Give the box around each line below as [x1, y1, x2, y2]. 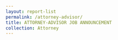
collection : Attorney [5, 25, 59, 31]
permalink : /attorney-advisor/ [5, 14, 83, 20]
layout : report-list [5, 8, 57, 15]
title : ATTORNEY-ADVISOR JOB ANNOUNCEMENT [5, 19, 112, 25]
